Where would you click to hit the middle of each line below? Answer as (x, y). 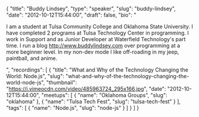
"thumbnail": (62, 82)
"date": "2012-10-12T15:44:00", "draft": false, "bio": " (71, 15)
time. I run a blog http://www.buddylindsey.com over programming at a (93, 45)
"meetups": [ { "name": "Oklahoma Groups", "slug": (105, 95)
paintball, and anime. (32, 58)
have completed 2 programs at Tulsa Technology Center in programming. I (98, 33)
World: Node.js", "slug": (35, 76)
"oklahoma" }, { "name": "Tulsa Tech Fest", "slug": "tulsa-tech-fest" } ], (93, 101)
